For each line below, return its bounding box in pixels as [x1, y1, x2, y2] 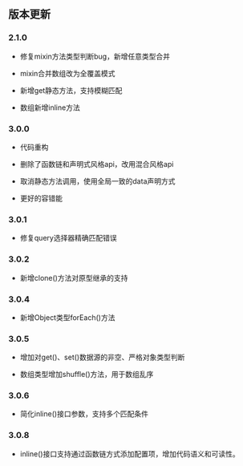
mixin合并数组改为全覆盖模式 [19, 68, 115, 78]
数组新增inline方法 [19, 103, 80, 112]
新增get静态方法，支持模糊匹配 [19, 85, 123, 95]
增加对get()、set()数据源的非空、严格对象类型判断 [19, 352, 185, 363]
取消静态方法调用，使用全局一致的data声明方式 [19, 176, 176, 186]
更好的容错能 [19, 193, 63, 203]
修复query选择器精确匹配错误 [19, 233, 118, 243]
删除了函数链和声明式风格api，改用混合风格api [19, 159, 174, 168]
